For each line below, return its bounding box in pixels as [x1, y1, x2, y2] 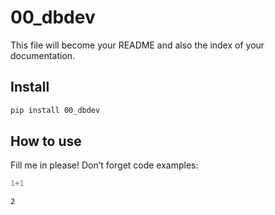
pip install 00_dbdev [10, 105, 101, 115]
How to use [10, 133, 82, 150]
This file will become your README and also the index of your [10, 39, 265, 51]
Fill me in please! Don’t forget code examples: [10, 159, 199, 171]
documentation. [10, 49, 76, 61]
